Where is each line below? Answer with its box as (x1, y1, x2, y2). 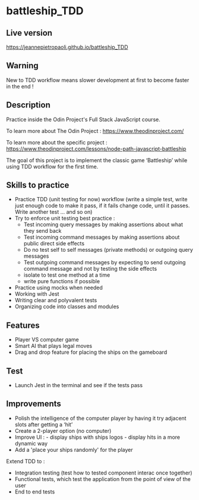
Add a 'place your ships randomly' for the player (14, 446, 133, 453)
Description (6, 100, 50, 110)
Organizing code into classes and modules (14, 303, 119, 310)
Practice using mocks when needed (14, 284, 103, 292)
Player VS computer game (14, 336, 79, 343)
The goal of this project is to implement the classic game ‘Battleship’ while (6, 156, 188, 164)
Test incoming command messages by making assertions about (23, 233, 180, 241)
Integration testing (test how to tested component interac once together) (14, 469, 192, 476)
